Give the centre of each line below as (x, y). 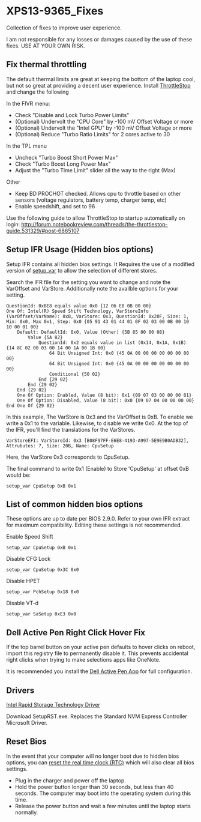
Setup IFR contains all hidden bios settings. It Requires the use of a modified (100, 264)
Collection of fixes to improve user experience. (64, 28)
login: (13, 224)
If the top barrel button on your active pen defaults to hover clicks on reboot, (101, 647)
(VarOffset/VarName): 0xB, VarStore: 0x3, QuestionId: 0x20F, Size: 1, (97, 316)
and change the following (37, 92)
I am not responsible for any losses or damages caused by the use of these (99, 39)
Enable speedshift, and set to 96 (55, 206)
